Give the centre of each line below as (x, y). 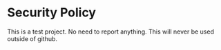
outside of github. (32, 38)
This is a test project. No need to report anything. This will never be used (110, 32)
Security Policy (52, 13)
